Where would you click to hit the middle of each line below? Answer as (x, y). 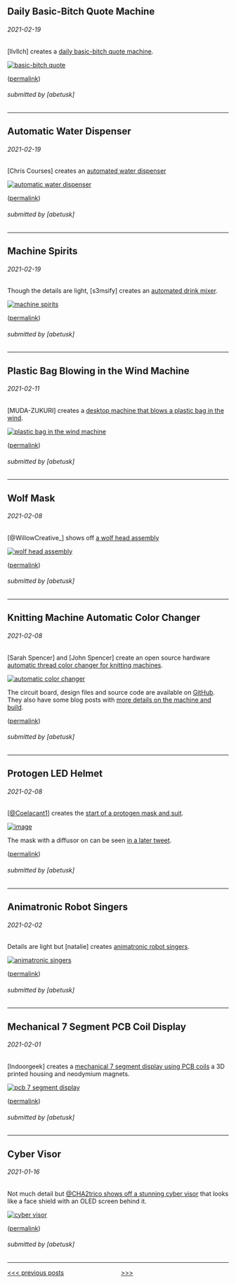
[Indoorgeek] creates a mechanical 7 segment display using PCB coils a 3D (116, 1066)
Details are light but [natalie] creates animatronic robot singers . (98, 947)
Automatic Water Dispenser (69, 132)
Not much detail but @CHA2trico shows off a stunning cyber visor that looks (118, 1193)
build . (15, 707)
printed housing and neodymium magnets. (68, 1073)
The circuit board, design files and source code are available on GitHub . (111, 692)
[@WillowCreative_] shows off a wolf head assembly (83, 537)
